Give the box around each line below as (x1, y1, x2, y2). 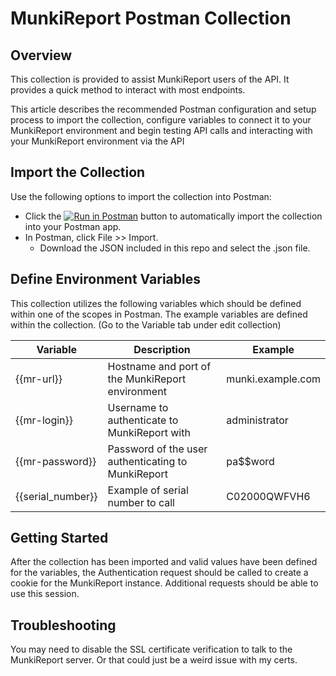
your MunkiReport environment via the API (10, 135, 185, 147)
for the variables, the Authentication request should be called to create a (10, 567, 309, 579)
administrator (226, 413, 289, 427)
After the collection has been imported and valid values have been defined (10, 556, 318, 568)
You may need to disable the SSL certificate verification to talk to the (10, 643, 293, 656)
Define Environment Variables (10, 271, 201, 288)
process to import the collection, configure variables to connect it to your (10, 114, 312, 126)
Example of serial (107, 483, 189, 497)
